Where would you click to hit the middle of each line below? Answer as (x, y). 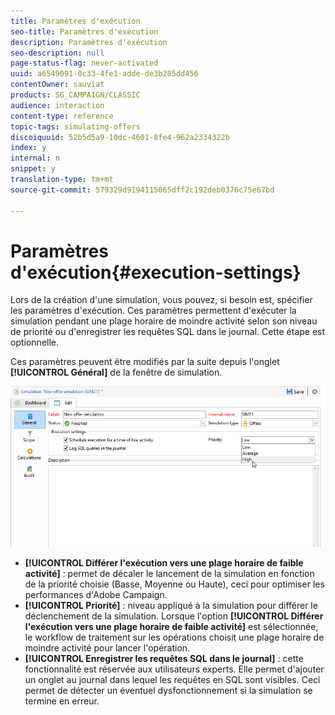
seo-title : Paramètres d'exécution (84, 31)
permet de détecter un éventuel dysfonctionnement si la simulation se (168, 690)
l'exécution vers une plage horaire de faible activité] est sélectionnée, (171, 626)
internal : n (35, 158)
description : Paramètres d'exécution (89, 42)
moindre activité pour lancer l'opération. (107, 647)
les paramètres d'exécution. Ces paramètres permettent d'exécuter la (153, 311)
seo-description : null (57, 53)
